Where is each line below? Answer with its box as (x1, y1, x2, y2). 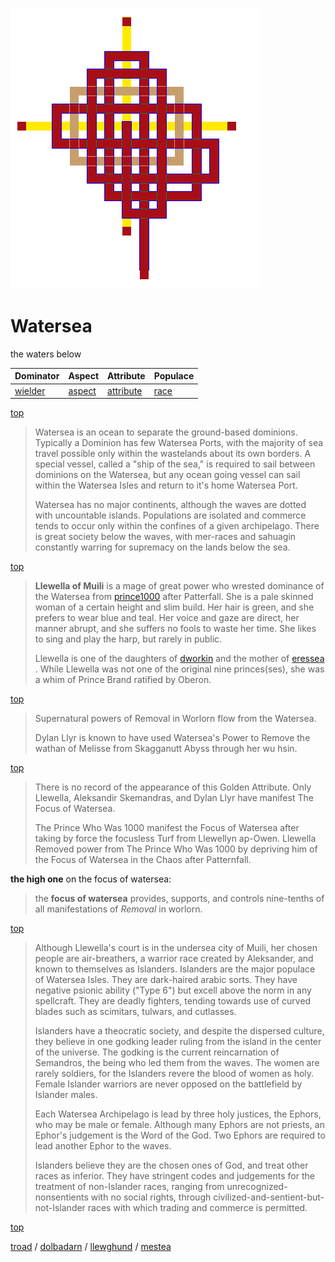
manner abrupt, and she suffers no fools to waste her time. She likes (34, 623, 317, 635)
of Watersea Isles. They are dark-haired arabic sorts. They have (34, 974, 298, 986)
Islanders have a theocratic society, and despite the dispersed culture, (34, 1025, 325, 1037)
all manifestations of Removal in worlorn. (34, 903, 203, 915)
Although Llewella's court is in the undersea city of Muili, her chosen (34, 942, 318, 954)
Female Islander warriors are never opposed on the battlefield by (34, 1078, 303, 1090)
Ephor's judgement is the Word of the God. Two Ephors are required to (34, 1129, 326, 1142)
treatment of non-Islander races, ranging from (34, 1181, 225, 1193)
